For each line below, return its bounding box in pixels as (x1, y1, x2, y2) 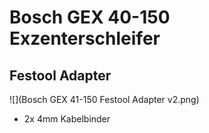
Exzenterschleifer (9, 27, 161, 50)
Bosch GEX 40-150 (9, 6, 171, 29)
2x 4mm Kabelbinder (23, 113, 111, 125)
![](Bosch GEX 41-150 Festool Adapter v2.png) (9, 94, 200, 105)
